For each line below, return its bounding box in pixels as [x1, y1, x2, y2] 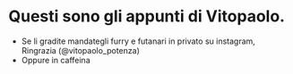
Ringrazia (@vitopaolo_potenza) [21, 45, 140, 55]
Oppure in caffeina [21, 54, 90, 65]
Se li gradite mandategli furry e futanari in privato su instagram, [21, 36, 256, 46]
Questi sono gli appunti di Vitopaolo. [8, 6, 286, 27]
